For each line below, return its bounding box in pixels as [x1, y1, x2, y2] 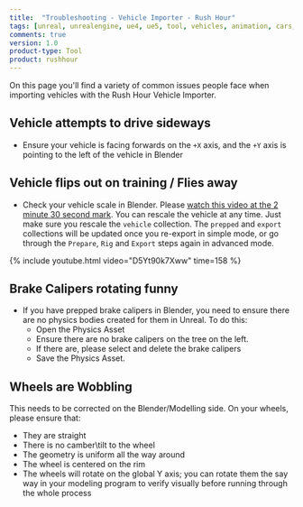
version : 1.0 [9, 38, 59, 48]
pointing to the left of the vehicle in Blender [22, 149, 183, 160]
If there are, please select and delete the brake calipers [35, 344, 242, 355]
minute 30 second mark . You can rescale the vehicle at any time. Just [22, 208, 281, 219]
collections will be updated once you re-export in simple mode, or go [22, 227, 280, 239]
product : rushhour [9, 55, 78, 64]
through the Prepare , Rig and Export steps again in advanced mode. [22, 237, 275, 248]
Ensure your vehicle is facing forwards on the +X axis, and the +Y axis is [22, 139, 287, 150]
